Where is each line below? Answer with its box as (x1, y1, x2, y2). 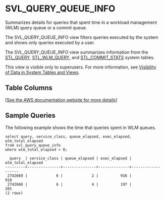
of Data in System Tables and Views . (5, 69, 80, 75)
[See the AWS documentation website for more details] (5, 97, 117, 103)
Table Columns (5, 84, 53, 92)
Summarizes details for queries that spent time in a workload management (5, 19, 157, 25)
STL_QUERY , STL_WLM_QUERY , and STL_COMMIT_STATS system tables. (5, 54, 155, 60)
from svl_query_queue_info (5, 142, 61, 148)
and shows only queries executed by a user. (5, 39, 95, 45)
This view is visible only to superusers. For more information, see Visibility (5, 64, 157, 70)
